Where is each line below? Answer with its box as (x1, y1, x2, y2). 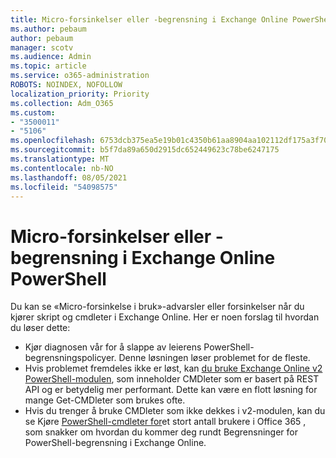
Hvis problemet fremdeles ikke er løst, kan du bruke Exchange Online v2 (24, 362, 323, 375)
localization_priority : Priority (10, 89, 150, 99)
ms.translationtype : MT (10, 154, 110, 164)
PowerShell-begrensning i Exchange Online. (24, 437, 207, 449)
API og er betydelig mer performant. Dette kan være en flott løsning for (24, 384, 318, 396)
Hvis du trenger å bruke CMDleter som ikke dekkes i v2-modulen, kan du (24, 405, 326, 417)
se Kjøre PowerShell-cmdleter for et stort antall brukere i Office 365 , (24, 416, 307, 428)
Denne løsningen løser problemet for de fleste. (118, 352, 311, 364)
